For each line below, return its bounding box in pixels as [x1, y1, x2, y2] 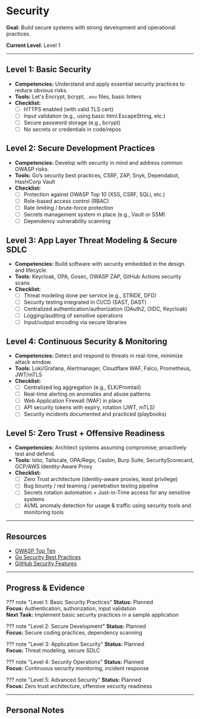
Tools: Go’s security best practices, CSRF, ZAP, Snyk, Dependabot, [14, 171, 180, 179]
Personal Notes [6, 705, 64, 715]
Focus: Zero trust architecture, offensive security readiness [6, 683, 152, 690]
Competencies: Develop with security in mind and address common [14, 159, 183, 166]
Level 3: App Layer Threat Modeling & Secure [6, 235, 177, 245]
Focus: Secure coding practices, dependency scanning [6, 629, 143, 636]
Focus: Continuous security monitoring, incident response [6, 665, 149, 672]
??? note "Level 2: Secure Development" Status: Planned [6, 623, 146, 630]
